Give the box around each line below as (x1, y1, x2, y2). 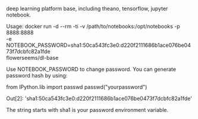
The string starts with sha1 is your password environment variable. (6, 107, 168, 113)
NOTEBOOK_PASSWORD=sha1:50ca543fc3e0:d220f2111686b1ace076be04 (6, 41, 191, 49)
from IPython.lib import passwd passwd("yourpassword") (6, 83, 147, 91)
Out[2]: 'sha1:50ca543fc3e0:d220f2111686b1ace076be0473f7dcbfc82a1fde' (6, 95, 192, 102)
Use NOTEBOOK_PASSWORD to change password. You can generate (6, 66, 177, 73)
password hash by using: (6, 72, 68, 79)
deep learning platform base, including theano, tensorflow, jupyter (6, 5, 168, 12)
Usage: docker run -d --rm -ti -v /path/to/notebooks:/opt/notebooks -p (6, 23, 180, 30)
